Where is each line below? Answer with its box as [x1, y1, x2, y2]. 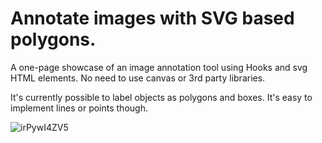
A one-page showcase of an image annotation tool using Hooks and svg [10, 61, 308, 73]
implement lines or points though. [10, 102, 148, 114]
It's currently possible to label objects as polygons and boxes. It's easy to [10, 91, 313, 103]
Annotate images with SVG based [10, 7, 295, 30]
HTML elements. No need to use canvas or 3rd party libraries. [10, 72, 266, 84]
